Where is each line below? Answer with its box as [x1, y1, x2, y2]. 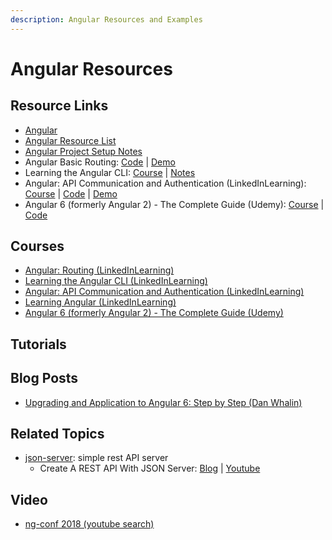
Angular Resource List [24, 134, 117, 146]
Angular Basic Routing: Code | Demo [24, 156, 176, 168]
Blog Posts [10, 370, 79, 387]
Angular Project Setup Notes [24, 145, 143, 157]
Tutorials [10, 336, 67, 353]
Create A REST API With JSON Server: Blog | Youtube [39, 462, 261, 475]
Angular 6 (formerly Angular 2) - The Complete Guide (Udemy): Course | [24, 198, 325, 210]
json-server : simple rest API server [24, 452, 169, 464]
